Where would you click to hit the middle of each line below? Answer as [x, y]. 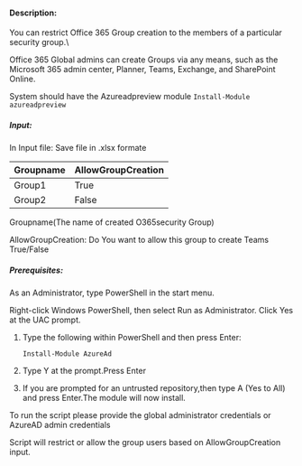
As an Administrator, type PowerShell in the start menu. [112, 293]
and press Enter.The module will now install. [104, 398]
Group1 [30, 185]
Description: [33, 13]
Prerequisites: [37, 270]
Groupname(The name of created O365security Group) [112, 222]
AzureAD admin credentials [60, 425]
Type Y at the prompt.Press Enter [84, 371]
